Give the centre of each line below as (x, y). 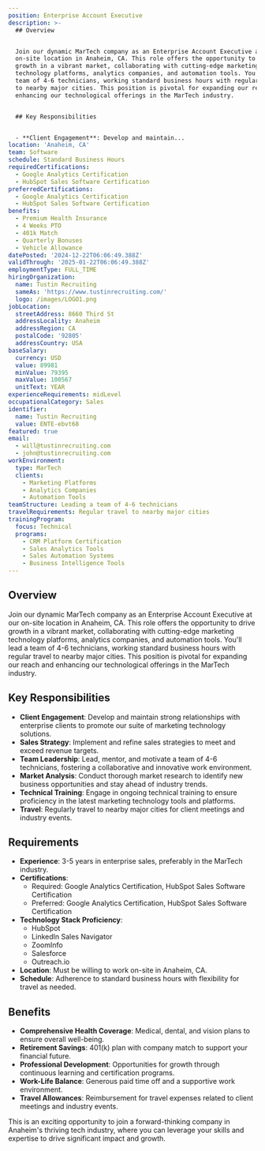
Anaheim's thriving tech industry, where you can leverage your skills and (126, 1130)
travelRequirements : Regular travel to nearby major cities (109, 512)
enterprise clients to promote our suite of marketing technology (123, 725)
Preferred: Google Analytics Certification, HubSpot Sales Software (139, 903)
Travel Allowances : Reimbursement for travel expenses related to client (136, 1098)
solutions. (35, 733)
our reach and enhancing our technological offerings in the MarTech (119, 665)
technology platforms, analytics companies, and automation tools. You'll (125, 639)
